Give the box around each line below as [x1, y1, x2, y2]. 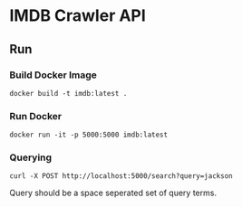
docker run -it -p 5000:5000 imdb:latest [9, 130, 169, 140]
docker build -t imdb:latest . [9, 89, 128, 98]
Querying [9, 151, 53, 164]
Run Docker [9, 109, 62, 122]
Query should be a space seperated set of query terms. [9, 187, 218, 199]
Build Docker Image [9, 69, 98, 81]
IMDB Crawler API [9, 5, 147, 26]
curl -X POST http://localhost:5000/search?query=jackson [9, 172, 233, 181]
